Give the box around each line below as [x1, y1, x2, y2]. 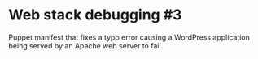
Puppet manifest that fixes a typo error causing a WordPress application [8, 32, 251, 42]
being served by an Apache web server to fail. [8, 40, 164, 50]
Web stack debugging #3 [8, 6, 182, 24]
